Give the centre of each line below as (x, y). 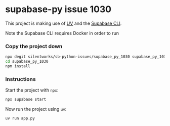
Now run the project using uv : (36, 109)
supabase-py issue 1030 (58, 9)
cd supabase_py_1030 (27, 62)
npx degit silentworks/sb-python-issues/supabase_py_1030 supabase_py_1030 (87, 57)
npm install (18, 66)
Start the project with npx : (32, 90)
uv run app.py (20, 118)
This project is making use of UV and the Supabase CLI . (63, 23)
